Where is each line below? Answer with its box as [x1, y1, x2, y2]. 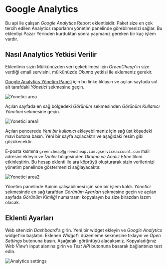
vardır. [5, 36, 18, 42]
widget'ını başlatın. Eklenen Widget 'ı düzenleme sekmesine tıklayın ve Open [5, 232, 161, 238]
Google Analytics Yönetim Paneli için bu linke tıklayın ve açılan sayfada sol [5, 78, 158, 84]
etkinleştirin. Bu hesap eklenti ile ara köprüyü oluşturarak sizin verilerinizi [5, 159, 155, 165]
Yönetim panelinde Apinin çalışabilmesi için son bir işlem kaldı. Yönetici [5, 183, 151, 189]
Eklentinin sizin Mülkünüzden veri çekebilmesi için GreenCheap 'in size [5, 63, 150, 69]
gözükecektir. [5, 138, 33, 144]
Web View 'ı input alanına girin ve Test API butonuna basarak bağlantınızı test [5, 243, 163, 249]
